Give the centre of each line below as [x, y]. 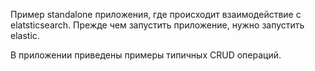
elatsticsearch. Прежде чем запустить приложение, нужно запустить [157, 25]
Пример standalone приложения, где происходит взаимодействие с [156, 14]
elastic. [25, 35]
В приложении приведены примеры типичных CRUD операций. [146, 55]
